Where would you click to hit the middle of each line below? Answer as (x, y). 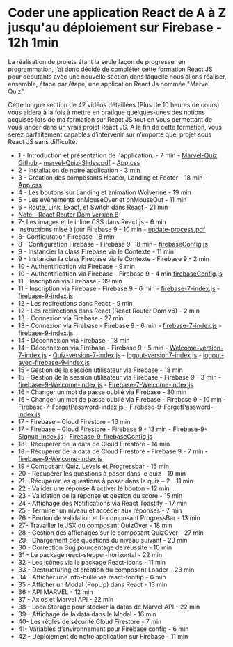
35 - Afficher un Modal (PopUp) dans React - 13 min (93, 584)
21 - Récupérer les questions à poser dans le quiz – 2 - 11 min (105, 481)
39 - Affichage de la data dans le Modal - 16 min (87, 614)
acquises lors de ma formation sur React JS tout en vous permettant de (110, 119)
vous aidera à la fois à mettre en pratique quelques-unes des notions (107, 112)
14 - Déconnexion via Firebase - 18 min (74, 340)
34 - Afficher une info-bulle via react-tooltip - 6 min (92, 577)
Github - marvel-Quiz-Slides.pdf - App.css (79, 162)
